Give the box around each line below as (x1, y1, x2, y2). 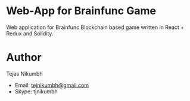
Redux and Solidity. (6, 30, 54, 37)
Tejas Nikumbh (6, 70, 43, 77)
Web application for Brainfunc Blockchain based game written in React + (6, 24, 185, 31)
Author (6, 51, 42, 64)
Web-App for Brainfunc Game (6, 4, 157, 18)
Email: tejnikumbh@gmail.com (14, 82, 89, 89)
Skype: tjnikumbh (14, 87, 58, 95)
